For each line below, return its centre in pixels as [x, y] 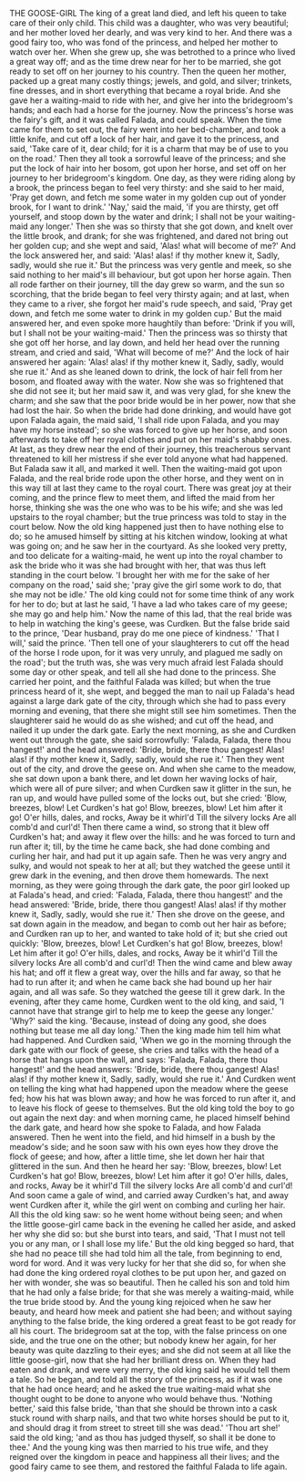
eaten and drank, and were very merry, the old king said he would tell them [150, 1370]
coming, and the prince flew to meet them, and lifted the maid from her [142, 497]
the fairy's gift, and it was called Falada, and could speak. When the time [146, 119]
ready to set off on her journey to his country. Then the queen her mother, [148, 71]
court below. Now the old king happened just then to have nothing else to [147, 527]
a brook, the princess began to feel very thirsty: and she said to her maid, [147, 187]
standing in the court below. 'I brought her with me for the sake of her [140, 575]
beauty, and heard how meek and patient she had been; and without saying [151, 1311]
